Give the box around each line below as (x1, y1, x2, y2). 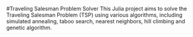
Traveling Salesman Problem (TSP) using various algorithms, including (6, 11, 183, 18)
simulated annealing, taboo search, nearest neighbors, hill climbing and (6, 18, 186, 24)
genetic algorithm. (6, 24, 52, 31)
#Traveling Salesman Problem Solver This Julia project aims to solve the (6, 5, 188, 12)
